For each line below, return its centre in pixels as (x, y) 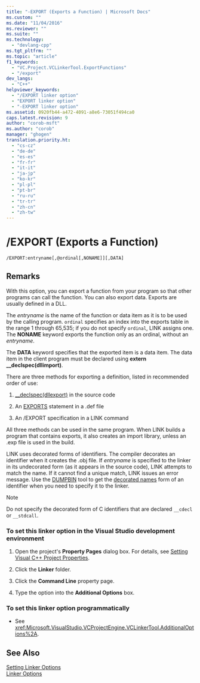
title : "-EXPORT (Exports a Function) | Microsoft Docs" (79, 12)
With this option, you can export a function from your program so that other (99, 291)
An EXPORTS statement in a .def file (59, 406)
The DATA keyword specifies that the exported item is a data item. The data (99, 352)
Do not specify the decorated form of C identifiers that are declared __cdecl (99, 509)
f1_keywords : (22, 62)
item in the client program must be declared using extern (76, 359)
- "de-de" (24, 151)
